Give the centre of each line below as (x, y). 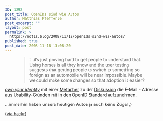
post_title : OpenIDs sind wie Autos (42, 14)
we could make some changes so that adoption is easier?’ (87, 80)
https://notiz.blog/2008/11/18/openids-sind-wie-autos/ (67, 37)
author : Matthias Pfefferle (34, 18)
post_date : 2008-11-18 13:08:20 (38, 46)
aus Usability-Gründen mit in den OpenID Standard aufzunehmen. (71, 95)
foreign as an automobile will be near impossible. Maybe (86, 75)
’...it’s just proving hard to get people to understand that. (85, 59)
